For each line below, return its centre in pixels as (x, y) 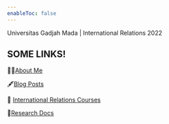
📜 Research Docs (30, 113)
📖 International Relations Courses (54, 100)
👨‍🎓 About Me (25, 71)
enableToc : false (32, 13)
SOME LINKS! (37, 54)
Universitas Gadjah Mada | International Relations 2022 (85, 33)
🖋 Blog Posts (26, 84)
